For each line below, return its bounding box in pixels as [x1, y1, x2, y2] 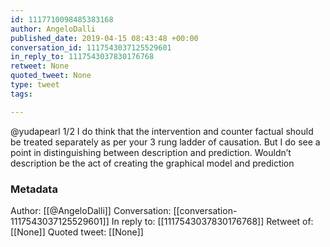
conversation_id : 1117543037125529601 [10, 42, 172, 53]
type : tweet [10, 80, 60, 90]
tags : [10, 89, 33, 99]
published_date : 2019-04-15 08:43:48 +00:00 [10, 33, 199, 43]
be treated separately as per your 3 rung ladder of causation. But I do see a [10, 136, 321, 148]
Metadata [10, 182, 58, 196]
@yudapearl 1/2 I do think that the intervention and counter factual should [10, 125, 314, 137]
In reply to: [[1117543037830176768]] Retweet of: [111, 215, 314, 227]
